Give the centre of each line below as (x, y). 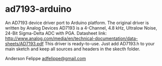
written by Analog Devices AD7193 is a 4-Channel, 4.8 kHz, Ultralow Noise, (81, 28)
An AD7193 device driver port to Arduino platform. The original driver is (77, 23)
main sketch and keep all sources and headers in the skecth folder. (73, 49)
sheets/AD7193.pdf (25, 43)
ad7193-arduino (38, 9)
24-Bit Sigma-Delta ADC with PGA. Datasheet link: (56, 33)
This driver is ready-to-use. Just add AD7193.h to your (100, 43)
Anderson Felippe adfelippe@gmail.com (45, 58)
